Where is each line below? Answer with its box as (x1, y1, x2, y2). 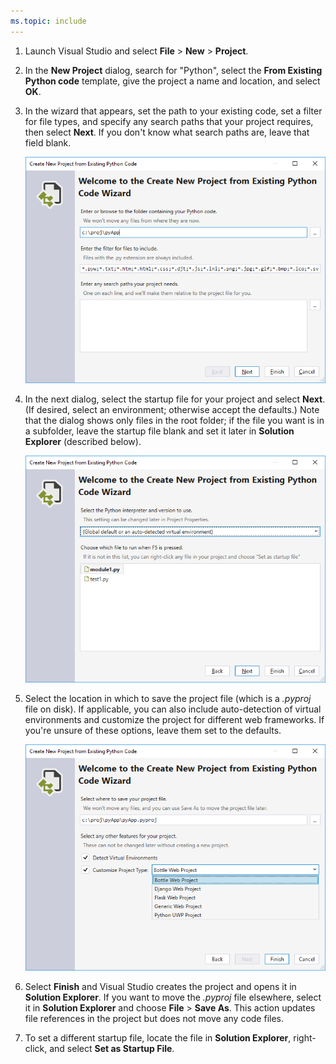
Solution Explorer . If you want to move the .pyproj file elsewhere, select (24, 991, 322, 1004)
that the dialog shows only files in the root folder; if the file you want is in (24, 415, 325, 427)
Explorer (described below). (24, 436, 142, 448)
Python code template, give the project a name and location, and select (24, 75, 321, 87)
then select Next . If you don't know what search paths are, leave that (24, 126, 310, 138)
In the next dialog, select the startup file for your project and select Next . (24, 393, 326, 405)
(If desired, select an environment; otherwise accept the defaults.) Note (24, 404, 320, 416)
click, (24, 1043, 48, 1055)
